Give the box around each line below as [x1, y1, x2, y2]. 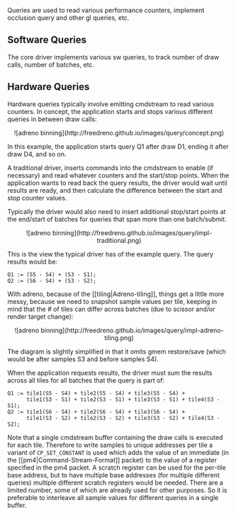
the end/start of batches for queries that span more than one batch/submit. [7, 215, 227, 223]
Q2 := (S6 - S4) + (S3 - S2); [7, 277, 97, 284]
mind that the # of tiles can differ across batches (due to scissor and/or [7, 305, 215, 313]
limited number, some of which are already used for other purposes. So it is [7, 485, 227, 494]
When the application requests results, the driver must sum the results [7, 368, 213, 377]
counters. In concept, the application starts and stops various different [7, 107, 213, 115]
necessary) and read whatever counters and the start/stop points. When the [7, 171, 230, 179]
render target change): [7, 312, 74, 321]
